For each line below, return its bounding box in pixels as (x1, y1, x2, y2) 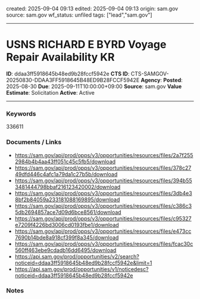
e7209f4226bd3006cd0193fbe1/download (14, 221, 119, 228)
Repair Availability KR (6, 51, 115, 64)
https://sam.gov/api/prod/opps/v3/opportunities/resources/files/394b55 (14, 177, 192, 184)
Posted (163, 76, 182, 83)
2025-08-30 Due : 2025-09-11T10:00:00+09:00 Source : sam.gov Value (6, 83, 182, 90)
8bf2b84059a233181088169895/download (14, 196, 120, 203)
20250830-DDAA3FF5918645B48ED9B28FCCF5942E (6, 76, 140, 83)
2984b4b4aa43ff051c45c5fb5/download (14, 158, 116, 165)
